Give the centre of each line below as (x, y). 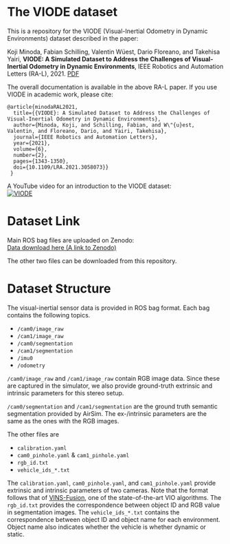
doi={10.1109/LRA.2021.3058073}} (61, 167)
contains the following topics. (49, 315)
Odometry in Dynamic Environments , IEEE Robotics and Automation (126, 66)
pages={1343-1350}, (41, 161)
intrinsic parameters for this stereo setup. (66, 393)
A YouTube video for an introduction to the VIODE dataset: (89, 186)
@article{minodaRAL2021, (43, 107)
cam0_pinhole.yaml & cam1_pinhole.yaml (73, 454)
